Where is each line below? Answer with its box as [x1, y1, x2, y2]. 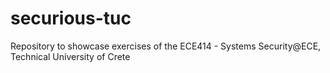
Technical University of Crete [10, 50, 131, 62]
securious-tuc [10, 7, 132, 30]
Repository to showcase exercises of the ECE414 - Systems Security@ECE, [10, 40, 322, 52]
